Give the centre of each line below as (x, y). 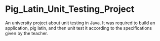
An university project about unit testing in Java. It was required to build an (80, 23)
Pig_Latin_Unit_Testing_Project (70, 9)
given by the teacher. (27, 33)
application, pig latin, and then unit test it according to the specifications (79, 28)
